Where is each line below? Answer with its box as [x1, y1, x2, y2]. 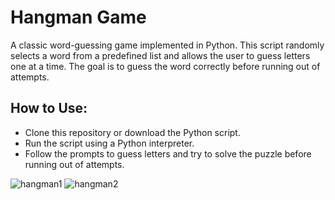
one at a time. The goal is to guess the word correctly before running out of [10, 60, 321, 72]
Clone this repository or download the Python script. [24, 126, 241, 138]
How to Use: [10, 100, 88, 117]
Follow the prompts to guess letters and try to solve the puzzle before [24, 147, 312, 160]
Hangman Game [10, 6, 147, 29]
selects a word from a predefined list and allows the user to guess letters [10, 49, 311, 61]
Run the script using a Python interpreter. [24, 137, 195, 149]
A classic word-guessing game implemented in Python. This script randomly [10, 39, 325, 51]
